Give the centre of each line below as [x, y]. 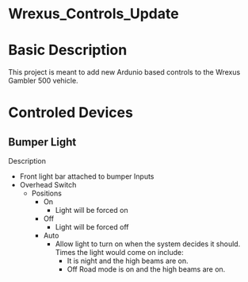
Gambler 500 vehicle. [43, 81]
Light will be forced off [92, 227]
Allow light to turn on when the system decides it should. [148, 244]
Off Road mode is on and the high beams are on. [146, 269]
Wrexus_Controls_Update [94, 14]
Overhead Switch [48, 185]
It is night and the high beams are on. [128, 261]
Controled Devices [71, 113]
